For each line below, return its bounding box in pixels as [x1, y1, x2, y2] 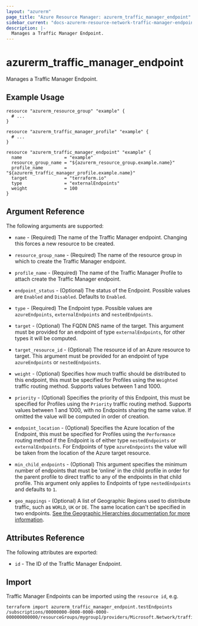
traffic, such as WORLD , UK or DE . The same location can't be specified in [14, 503, 186, 510]
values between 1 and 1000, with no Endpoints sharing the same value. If [14, 406, 192, 413]
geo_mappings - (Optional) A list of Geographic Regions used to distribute [14, 497, 191, 504]
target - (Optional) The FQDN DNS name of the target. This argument [14, 322, 184, 329]
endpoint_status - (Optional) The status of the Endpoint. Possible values [14, 286, 190, 294]
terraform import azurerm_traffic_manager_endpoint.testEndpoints [6, 604, 173, 610]
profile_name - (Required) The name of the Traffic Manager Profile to [14, 269, 183, 276]
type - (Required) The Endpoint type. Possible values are [14, 304, 153, 311]
